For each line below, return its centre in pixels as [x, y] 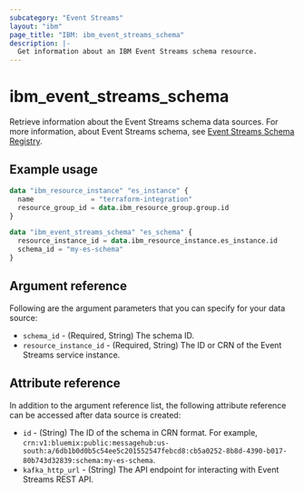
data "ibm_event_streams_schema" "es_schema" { [101, 233]
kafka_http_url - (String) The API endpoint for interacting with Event [151, 469]
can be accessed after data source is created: [95, 415]
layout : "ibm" [36, 26]
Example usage [54, 170]
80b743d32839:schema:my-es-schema [88, 460]
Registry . [26, 141]
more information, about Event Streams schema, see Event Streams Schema [152, 132]
